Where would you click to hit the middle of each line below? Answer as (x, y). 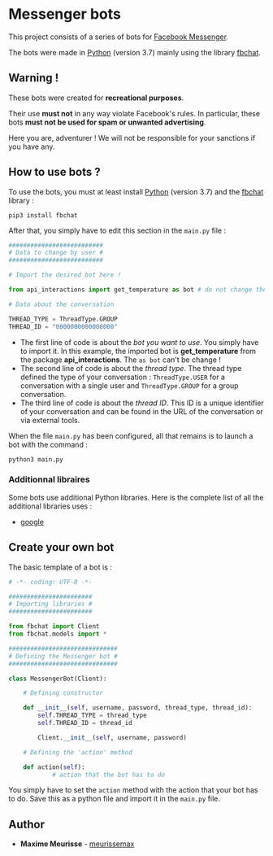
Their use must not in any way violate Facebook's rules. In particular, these (134, 113)
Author (26, 824)
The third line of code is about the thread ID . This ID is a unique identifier (142, 403)
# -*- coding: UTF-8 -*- (50, 582)
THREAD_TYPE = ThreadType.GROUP (63, 319)
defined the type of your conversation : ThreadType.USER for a (123, 377)
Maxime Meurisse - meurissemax (77, 844)
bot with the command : (48, 444)
